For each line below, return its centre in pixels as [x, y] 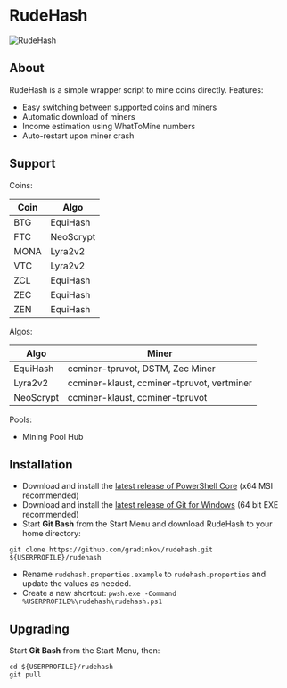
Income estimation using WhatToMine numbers [109, 126]
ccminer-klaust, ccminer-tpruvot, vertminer [160, 383]
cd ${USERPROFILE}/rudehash [61, 667]
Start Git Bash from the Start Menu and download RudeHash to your [148, 524]
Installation [41, 464]
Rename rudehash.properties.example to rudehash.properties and [143, 574]
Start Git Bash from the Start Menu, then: [85, 651]
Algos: [21, 331]
